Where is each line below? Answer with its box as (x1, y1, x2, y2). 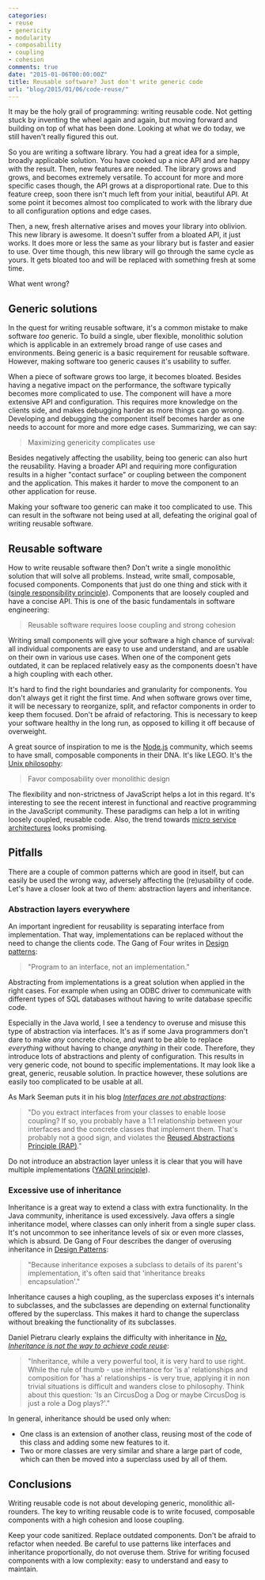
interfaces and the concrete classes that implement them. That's (27, 1125, 239, 1134)
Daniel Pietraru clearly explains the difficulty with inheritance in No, (8, 1333, 228, 1343)
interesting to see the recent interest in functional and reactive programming (8, 798, 257, 807)
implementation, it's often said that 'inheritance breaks (27, 1268, 206, 1278)
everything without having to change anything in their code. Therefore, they (8, 1043, 256, 1053)
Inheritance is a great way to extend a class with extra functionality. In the (8, 1202, 248, 1212)
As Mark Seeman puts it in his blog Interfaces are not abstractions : (8, 1092, 227, 1102)
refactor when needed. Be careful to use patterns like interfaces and (8, 1539, 231, 1548)
